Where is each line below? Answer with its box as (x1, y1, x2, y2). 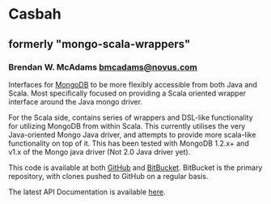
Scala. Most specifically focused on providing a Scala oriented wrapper (8, 88, 247, 98)
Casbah (8, 5, 62, 23)
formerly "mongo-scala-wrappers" (8, 37, 191, 51)
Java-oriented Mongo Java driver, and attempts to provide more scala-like (8, 130, 256, 139)
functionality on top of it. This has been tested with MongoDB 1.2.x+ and (8, 138, 249, 148)
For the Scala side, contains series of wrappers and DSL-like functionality (8, 113, 253, 122)
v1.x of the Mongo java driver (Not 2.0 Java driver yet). (8, 147, 191, 156)
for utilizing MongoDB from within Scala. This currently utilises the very (8, 121, 246, 130)
